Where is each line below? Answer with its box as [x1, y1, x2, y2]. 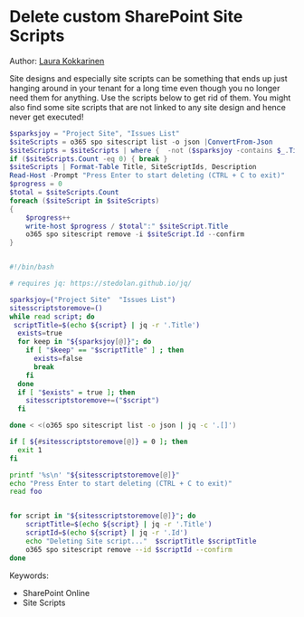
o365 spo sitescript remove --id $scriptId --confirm [25, 545, 233, 554]
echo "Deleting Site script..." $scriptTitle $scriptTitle [25, 536, 257, 546]
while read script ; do [9, 312, 95, 321]
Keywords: [9, 570, 50, 581]
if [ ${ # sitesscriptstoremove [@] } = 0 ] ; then [9, 437, 188, 447]
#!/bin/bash [9, 262, 54, 272]
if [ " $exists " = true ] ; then [17, 387, 136, 397]
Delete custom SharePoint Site [9, 6, 243, 27]
